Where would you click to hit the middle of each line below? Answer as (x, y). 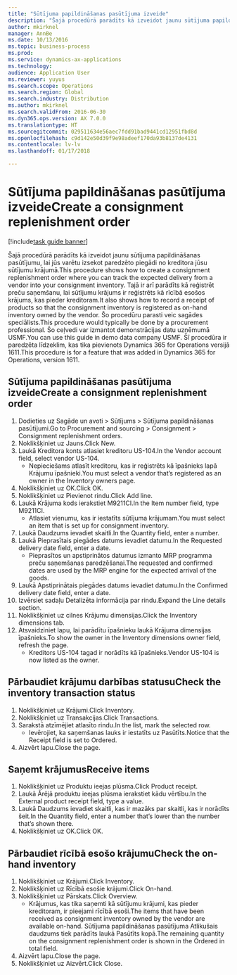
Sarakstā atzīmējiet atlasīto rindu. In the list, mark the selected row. (114, 725)
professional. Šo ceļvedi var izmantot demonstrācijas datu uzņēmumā (109, 330)
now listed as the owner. (64, 660)
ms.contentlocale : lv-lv (44, 145)
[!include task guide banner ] (48, 241)
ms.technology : (30, 66)
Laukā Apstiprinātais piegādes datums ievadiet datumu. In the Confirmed (123, 585)
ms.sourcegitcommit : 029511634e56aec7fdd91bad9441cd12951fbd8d (103, 132)
